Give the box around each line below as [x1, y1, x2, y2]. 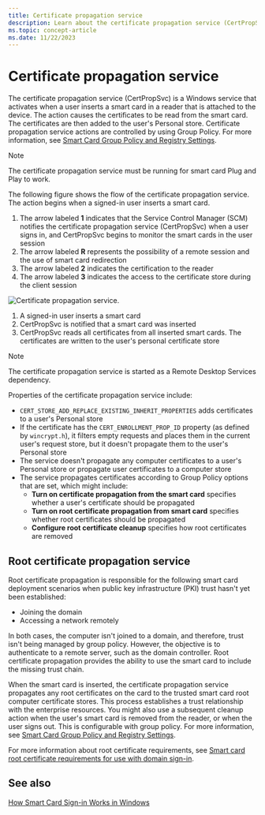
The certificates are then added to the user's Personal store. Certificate [8, 119, 241, 129]
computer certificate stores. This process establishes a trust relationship [8, 697, 244, 706]
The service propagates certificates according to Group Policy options [19, 473, 248, 482]
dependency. [8, 376, 51, 385]
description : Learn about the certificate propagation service [8, 19, 221, 27]
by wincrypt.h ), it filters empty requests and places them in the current [19, 431, 251, 440]
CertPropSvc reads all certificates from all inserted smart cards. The [19, 328, 242, 338]
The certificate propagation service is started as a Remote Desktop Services [8, 367, 256, 376]
